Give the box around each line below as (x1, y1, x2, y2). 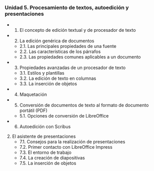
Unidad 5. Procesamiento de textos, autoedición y (5, 4, 129, 11)
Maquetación (19, 91, 47, 97)
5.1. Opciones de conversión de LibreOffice (19, 113, 109, 119)
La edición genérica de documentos (19, 38, 95, 44)
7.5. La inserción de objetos (19, 160, 76, 166)
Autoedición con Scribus (19, 124, 71, 130)
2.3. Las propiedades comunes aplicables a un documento (19, 54, 141, 60)
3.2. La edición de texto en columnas (19, 75, 97, 82)
